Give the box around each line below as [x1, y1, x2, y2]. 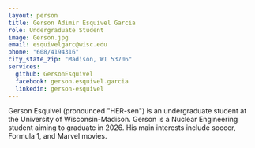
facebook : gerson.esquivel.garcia [15, 77, 129, 85]
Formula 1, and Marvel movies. [8, 131, 107, 141]
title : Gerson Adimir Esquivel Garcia [8, 19, 136, 27]
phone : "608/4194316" [8, 48, 80, 56]
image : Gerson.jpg [8, 33, 69, 42]
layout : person [8, 11, 58, 20]
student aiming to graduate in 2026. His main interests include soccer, [8, 123, 236, 132]
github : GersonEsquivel [15, 70, 93, 78]
